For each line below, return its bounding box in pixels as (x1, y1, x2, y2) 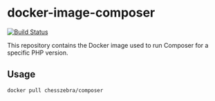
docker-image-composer (7, 5, 156, 21)
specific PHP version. (7, 48, 68, 57)
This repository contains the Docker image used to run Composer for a (7, 41, 209, 49)
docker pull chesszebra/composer (7, 86, 104, 94)
